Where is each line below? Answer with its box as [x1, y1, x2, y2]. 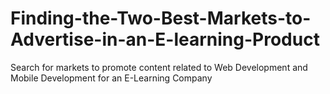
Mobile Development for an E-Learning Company [10, 72, 213, 84]
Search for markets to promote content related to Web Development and [10, 61, 308, 73]
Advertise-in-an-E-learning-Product [10, 28, 320, 51]
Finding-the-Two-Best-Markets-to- [10, 7, 312, 30]
